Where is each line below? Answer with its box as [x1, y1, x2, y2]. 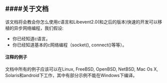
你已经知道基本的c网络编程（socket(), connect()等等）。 [12, 42, 127, 48]
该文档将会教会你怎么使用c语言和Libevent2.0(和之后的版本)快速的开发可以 [5, 19, 158, 25]
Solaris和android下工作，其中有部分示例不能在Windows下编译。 [5, 73, 137, 79]
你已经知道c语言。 [12, 35, 50, 41]
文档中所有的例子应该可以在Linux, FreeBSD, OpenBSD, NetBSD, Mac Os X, [5, 66, 158, 72]
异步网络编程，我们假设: [13, 25, 64, 31]
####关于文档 [5, 4, 49, 13]
